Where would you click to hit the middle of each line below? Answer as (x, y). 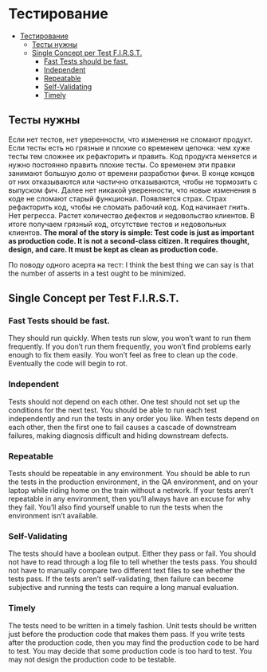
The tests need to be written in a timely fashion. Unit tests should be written (132, 625)
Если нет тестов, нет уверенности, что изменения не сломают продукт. (130, 139)
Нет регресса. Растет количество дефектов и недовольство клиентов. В (132, 215)
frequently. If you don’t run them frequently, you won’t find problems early (130, 346)
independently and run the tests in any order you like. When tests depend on (134, 418)
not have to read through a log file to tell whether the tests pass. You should (133, 562)
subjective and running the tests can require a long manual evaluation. (124, 588)
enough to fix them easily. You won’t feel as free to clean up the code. (123, 355)
